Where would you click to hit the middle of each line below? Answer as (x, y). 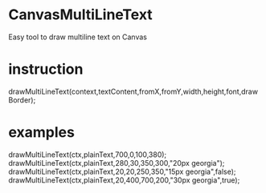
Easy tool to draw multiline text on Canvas (78, 37)
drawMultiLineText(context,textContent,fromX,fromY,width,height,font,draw (133, 91)
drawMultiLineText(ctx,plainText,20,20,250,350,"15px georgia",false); (122, 171)
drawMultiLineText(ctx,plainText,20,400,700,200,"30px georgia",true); (124, 180)
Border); (22, 100)
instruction (46, 69)
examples (41, 133)
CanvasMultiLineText (80, 15)
